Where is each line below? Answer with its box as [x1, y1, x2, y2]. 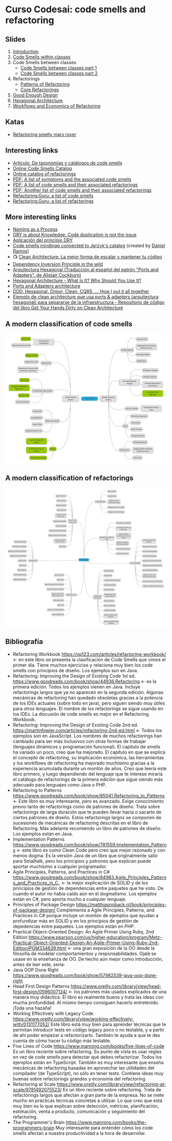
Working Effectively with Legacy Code [12, 1010, 94, 1016]
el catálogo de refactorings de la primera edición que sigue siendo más [12, 776, 163, 782]
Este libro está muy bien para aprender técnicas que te [50, 1021, 166, 1027]
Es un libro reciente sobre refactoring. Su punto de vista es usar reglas [12, 1048, 162, 1054]
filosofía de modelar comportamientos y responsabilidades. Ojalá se [12, 950, 157, 957]
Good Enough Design [12, 92, 58, 98]
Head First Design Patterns [12, 983, 70, 989]
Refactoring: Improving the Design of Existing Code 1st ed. [12, 673, 136, 679]
